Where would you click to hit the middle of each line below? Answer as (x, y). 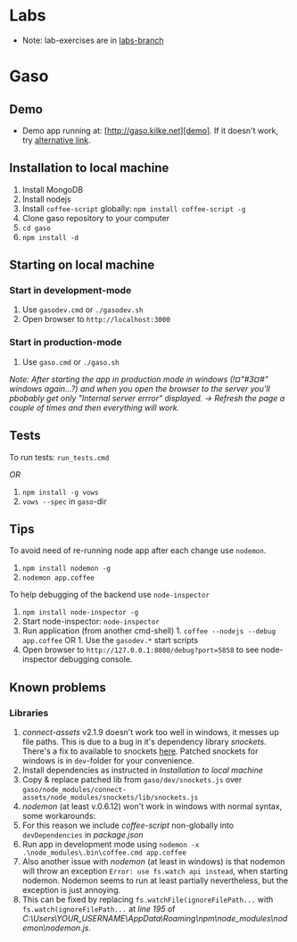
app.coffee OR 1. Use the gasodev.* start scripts (110, 640)
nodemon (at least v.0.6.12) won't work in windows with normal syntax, (152, 806)
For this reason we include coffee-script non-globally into (128, 825)
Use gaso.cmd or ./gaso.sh (70, 361)
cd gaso (36, 228)
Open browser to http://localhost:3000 (96, 319)
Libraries (29, 713)
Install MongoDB (53, 189)
